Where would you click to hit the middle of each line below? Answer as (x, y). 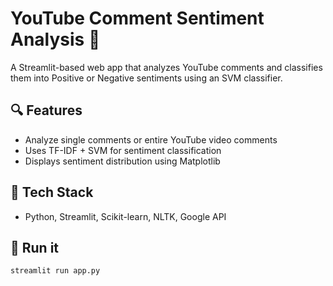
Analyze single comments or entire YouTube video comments (151, 139)
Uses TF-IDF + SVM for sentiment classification (123, 150)
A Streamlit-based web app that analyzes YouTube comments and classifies (166, 67)
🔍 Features (46, 110)
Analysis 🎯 (55, 39)
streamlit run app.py (55, 271)
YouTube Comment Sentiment (137, 18)
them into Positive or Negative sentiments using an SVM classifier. (146, 78)
